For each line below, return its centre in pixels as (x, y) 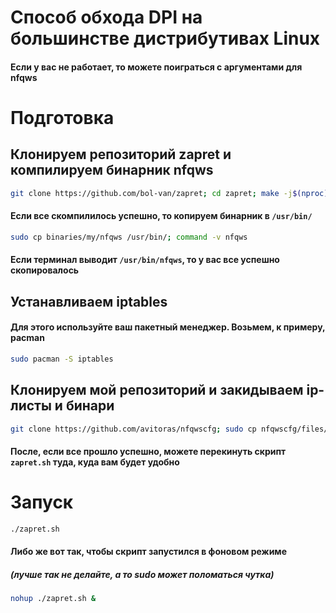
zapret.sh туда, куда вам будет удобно (95, 462)
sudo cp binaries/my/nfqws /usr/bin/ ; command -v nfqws (129, 237)
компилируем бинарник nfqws (112, 170)
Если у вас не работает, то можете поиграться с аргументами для (156, 67)
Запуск (42, 502)
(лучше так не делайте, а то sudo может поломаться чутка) (142, 575)
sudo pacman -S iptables (62, 359)
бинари (90, 406)
